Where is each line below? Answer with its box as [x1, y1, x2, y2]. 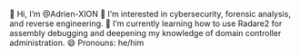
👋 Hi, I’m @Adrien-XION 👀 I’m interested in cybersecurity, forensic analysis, [9, 9, 291, 19]
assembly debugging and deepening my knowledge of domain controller [9, 28, 282, 38]
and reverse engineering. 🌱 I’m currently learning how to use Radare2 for [9, 18, 283, 29]
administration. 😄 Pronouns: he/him [9, 37, 145, 48]
